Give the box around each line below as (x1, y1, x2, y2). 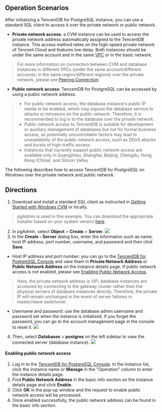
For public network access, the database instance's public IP (24, 100, 146, 106)
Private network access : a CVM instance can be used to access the (12, 31, 149, 37)
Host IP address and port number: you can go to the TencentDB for (12, 253, 146, 259)
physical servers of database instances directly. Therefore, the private (16, 288, 158, 294)
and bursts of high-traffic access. (24, 142, 91, 147)
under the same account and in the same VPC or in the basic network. (12, 52, 153, 58)
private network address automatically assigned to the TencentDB (12, 36, 144, 42)
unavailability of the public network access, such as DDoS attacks (24, 137, 156, 143)
